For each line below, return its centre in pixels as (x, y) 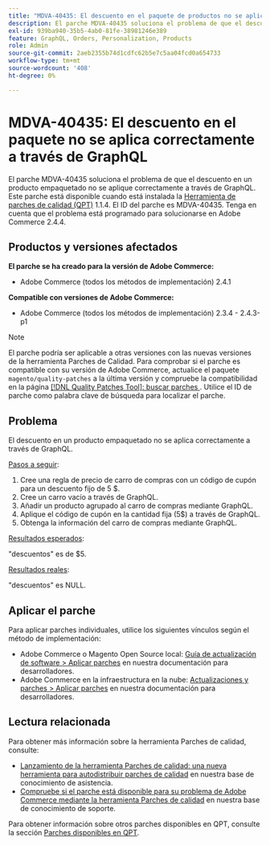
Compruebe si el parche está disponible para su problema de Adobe (133, 791)
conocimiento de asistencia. (66, 782)
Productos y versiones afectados (93, 247)
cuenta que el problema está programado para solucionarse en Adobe (125, 213)
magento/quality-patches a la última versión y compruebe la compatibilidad (133, 378)
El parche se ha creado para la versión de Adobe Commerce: (111, 266)
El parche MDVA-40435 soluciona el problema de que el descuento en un (130, 179)
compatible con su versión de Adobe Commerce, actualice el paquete (124, 370)
